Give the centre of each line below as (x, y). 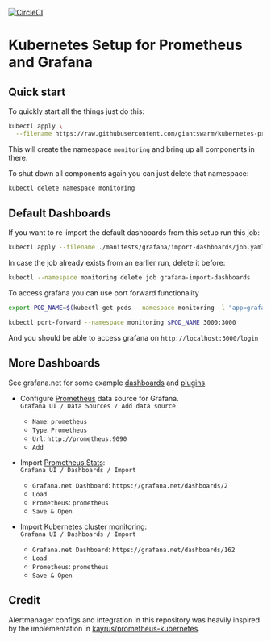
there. (18, 157)
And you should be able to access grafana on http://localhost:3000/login (133, 337)
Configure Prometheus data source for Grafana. (99, 398)
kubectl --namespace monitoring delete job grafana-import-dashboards (129, 278)
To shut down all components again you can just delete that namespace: (129, 173)
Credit (24, 600)
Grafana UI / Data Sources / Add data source (98, 406)
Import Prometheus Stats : (63, 462)
